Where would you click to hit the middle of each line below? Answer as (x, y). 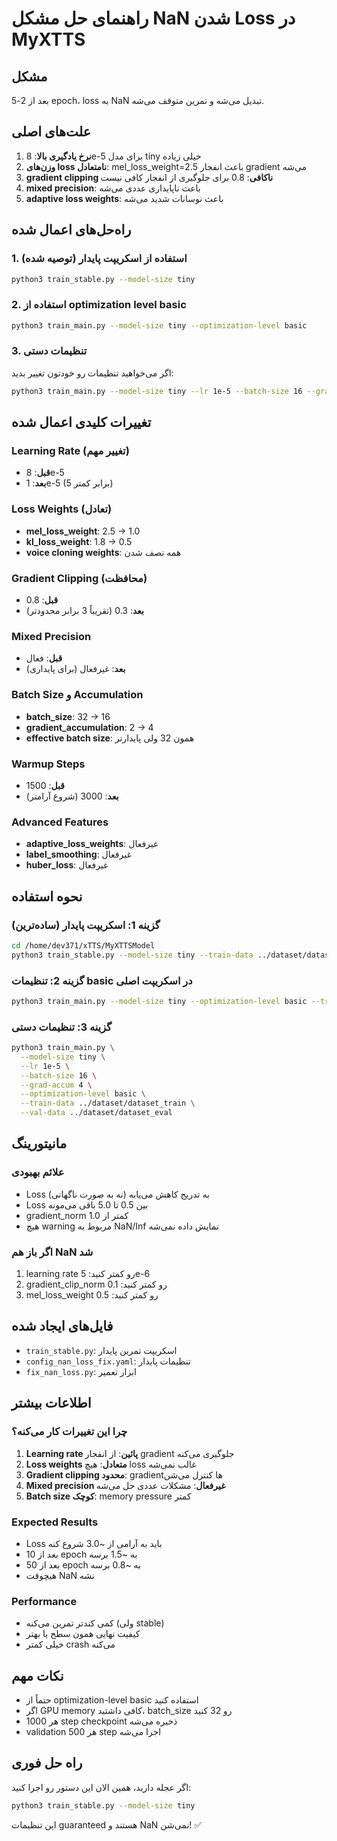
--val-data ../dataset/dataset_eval (96, 1113)
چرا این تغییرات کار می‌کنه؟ (69, 1432)
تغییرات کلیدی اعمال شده (81, 422)
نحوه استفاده (47, 896)
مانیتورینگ (39, 1143)
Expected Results (55, 1522)
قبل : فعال (44, 658)
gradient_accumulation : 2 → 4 (89, 727)
